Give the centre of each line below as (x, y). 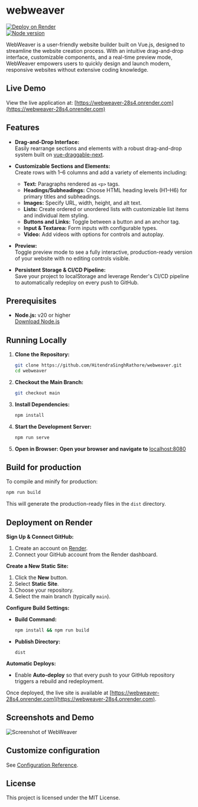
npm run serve (32, 437)
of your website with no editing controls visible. (72, 258)
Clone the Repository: (42, 355)
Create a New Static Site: (38, 566)
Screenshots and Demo (50, 718)
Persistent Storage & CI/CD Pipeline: (60, 270)
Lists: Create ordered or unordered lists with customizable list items (106, 209)
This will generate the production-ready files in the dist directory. (86, 504)
